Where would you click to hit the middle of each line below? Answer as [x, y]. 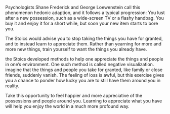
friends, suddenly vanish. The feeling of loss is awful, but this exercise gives [85, 75]
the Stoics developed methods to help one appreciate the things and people [84, 59]
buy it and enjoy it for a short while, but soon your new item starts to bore [82, 23]
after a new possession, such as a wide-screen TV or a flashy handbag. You [85, 18]
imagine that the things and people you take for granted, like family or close [84, 70]
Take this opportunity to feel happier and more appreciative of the [74, 96]
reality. [12, 86]
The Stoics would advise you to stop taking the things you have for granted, [84, 38]
